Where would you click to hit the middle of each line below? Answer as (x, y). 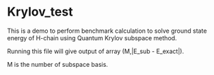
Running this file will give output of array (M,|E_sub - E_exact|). (96, 51)
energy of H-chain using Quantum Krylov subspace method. (92, 37)
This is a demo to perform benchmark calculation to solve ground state (107, 31)
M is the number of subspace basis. (57, 64)
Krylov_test (40, 12)
